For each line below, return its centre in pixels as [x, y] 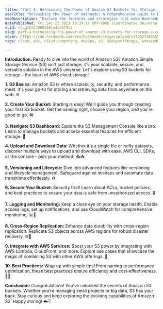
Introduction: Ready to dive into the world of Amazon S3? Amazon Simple [79, 59]
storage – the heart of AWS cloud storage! [47, 75]
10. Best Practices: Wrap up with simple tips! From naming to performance [80, 266]
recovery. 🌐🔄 [18, 236]
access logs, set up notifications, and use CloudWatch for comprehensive [79, 209]
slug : [10, 32]
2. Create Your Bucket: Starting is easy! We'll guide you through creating [78, 104]
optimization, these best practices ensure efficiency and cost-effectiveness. [81, 271]
